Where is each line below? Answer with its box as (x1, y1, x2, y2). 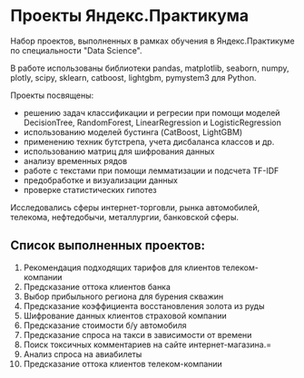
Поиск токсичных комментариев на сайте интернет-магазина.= (23, 339, 271, 350)
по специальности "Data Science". (10, 44, 143, 55)
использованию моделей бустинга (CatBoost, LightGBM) (23, 126, 243, 137)
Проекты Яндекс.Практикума (10, 5, 250, 26)
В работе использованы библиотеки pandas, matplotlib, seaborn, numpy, (10, 63, 289, 73)
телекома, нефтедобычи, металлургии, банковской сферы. (10, 211, 240, 222)
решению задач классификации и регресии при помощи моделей (23, 107, 280, 118)
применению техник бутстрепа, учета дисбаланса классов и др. (23, 136, 275, 147)
